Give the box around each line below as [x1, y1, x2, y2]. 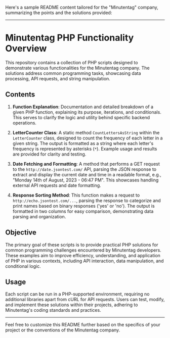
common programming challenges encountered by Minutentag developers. [5, 247, 162, 253]
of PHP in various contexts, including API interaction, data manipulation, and [5, 258, 164, 264]
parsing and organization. [12, 213, 66, 219]
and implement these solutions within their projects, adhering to [5, 302, 138, 308]
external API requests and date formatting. [12, 182, 101, 188]
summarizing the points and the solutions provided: [5, 10, 112, 16]
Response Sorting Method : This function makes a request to [12, 192, 140, 198]
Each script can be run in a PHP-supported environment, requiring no [5, 291, 150, 297]
